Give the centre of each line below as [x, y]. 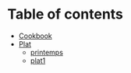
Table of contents [65, 14]
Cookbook [35, 36]
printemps [47, 52]
